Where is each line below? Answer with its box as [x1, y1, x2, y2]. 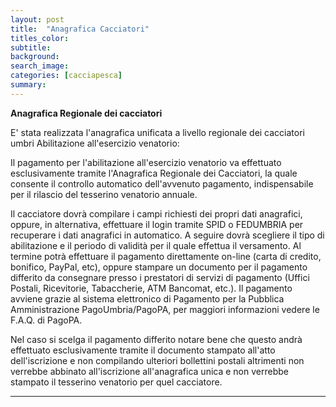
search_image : [10, 61, 70, 71]
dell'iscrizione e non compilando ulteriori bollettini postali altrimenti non [10, 354, 305, 366]
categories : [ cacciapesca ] [10, 71, 123, 81]
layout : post [10, 14, 65, 25]
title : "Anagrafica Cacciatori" [10, 24, 150, 34]
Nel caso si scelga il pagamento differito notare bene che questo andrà [10, 333, 303, 345]
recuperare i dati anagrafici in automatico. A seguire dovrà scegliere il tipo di [10, 229, 325, 241]
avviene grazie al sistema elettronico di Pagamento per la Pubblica [10, 292, 285, 305]
